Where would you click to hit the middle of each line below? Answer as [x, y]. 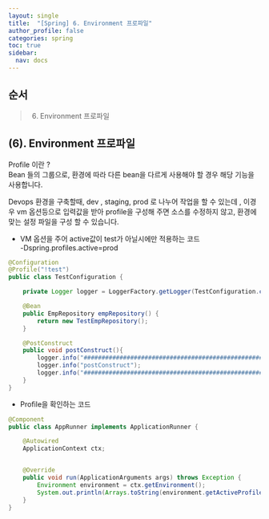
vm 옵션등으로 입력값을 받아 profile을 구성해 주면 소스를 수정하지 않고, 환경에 [137, 211]
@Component [26, 419]
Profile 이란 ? [29, 164]
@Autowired [41, 441]
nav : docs [32, 61]
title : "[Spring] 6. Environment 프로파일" [80, 23]
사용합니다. [26, 184]
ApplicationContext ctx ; [64, 449]
